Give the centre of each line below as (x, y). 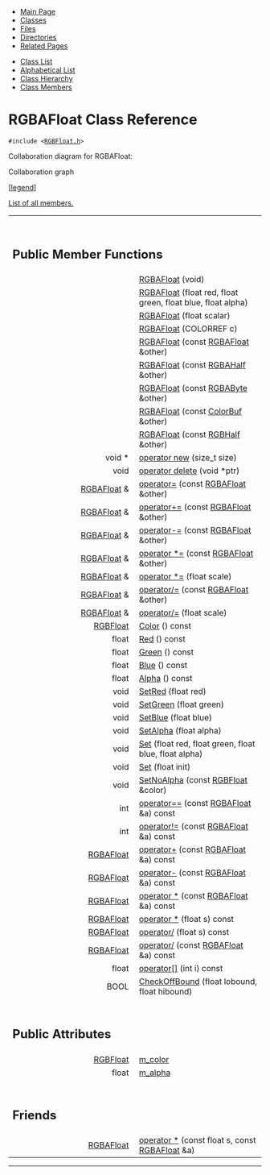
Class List (36, 61)
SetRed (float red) (173, 691)
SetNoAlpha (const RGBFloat (193, 780)
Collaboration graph (41, 172)
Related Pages (44, 46)
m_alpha (155, 1073)
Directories (38, 37)
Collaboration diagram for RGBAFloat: (70, 156)
